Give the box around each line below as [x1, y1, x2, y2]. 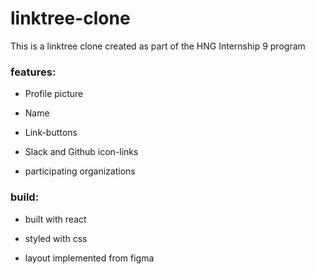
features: [10, 65, 57, 79]
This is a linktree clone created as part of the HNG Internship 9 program [10, 40, 306, 52]
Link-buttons [24, 127, 78, 139]
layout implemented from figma [24, 252, 155, 264]
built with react [24, 213, 87, 225]
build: [10, 190, 40, 204]
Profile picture [24, 88, 84, 100]
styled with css [24, 232, 88, 244]
